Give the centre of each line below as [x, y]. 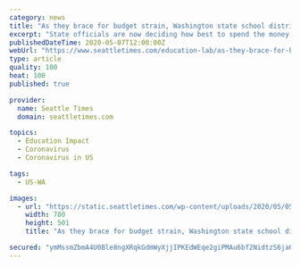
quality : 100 [33, 68]
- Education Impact [54, 141]
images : [24, 198]
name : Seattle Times [55, 108]
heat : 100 [28, 76]
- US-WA [32, 182]
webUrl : [24, 51]
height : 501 [47, 223]
